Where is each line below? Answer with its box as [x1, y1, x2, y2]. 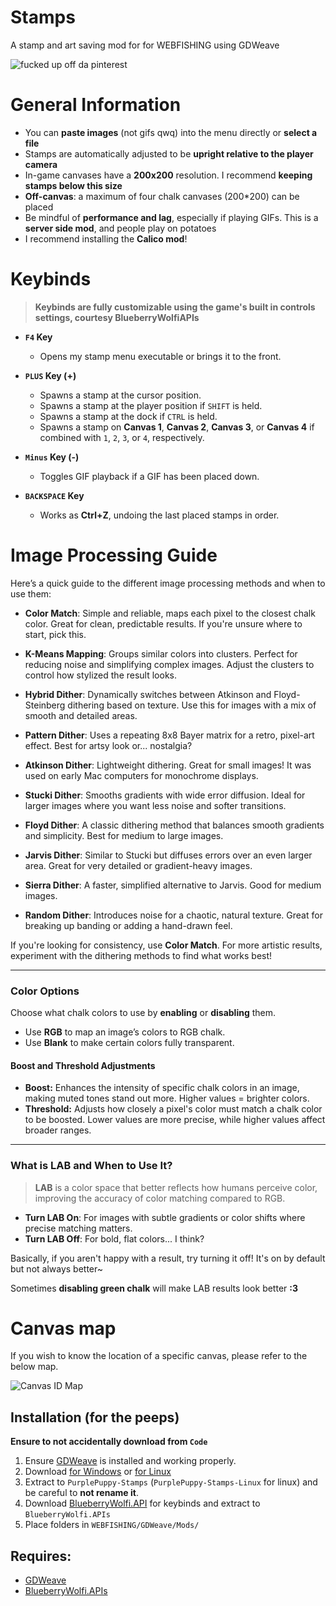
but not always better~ [10, 1262, 104, 1275]
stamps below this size [24, 179, 123, 191]
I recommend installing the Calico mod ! [24, 232, 188, 245]
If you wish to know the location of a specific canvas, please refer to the [10, 1350, 308, 1362]
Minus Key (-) [24, 451, 80, 463]
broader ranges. [24, 1124, 92, 1136]
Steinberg [24, 699, 66, 711]
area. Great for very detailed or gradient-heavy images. [24, 859, 253, 871]
